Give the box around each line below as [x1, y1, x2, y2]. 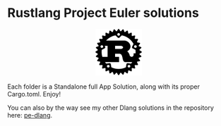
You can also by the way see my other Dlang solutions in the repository [7, 103, 214, 112]
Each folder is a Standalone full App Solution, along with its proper [7, 82, 200, 91]
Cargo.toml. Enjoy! [7, 89, 61, 98]
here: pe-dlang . [7, 111, 53, 119]
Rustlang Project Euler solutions [7, 5, 199, 21]
